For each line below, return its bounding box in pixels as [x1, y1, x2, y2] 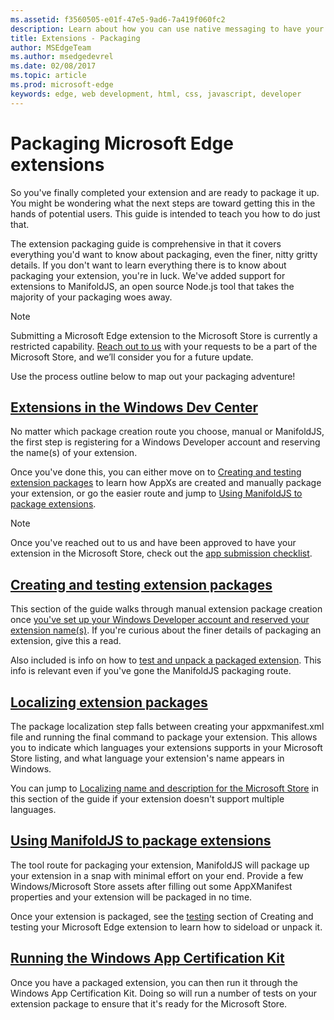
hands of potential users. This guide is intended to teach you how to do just [10, 207, 321, 220]
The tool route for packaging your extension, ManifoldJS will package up [10, 859, 310, 871]
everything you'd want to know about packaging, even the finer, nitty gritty [10, 248, 318, 260]
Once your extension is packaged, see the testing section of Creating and [10, 910, 314, 922]
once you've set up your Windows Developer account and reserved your [10, 614, 310, 626]
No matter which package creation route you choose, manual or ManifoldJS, [10, 426, 325, 438]
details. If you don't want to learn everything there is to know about [10, 259, 287, 271]
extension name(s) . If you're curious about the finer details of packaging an [10, 624, 322, 636]
